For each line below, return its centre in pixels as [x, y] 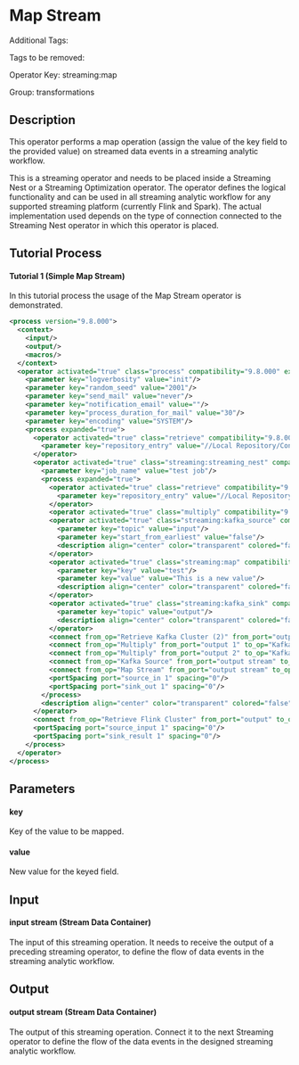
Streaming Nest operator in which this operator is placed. [114, 225]
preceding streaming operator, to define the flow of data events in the [137, 952]
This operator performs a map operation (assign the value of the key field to [148, 141]
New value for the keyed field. [64, 871]
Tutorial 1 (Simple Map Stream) [67, 276]
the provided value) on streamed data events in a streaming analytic [134, 151]
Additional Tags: [39, 40]
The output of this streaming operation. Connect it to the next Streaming [141, 1032]
